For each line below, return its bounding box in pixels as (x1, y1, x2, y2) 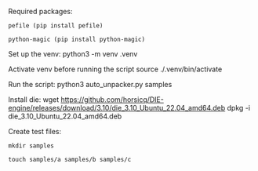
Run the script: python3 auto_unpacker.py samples (8, 80, 173, 89)
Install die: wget (8, 95, 60, 104)
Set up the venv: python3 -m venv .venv (8, 49, 138, 58)
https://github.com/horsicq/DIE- (60, 95, 165, 104)
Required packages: (8, 7, 73, 16)
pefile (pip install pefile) (8, 22, 104, 30)
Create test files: (8, 127, 62, 136)
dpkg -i (227, 104, 251, 112)
